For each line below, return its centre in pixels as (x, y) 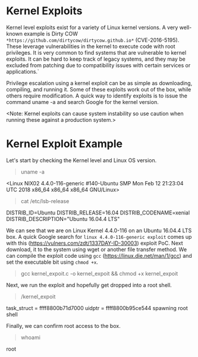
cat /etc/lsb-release (45, 201)
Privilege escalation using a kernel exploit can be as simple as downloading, (99, 83)
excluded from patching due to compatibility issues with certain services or (98, 65)
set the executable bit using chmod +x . (52, 262)
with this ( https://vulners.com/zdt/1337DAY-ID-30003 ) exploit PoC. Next (95, 243)
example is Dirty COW (51, 33)
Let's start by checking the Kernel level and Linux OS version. (81, 160)
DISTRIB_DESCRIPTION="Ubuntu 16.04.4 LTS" (63, 219)
